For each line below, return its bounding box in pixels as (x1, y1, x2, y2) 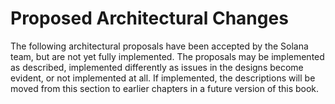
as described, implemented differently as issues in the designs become (10, 61, 304, 73)
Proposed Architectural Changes (10, 7, 289, 30)
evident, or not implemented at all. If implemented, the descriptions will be (10, 72, 316, 84)
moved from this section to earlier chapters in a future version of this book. (10, 82, 320, 94)
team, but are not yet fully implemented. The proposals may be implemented (10, 50, 325, 62)
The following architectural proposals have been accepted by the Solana (10, 40, 309, 52)
